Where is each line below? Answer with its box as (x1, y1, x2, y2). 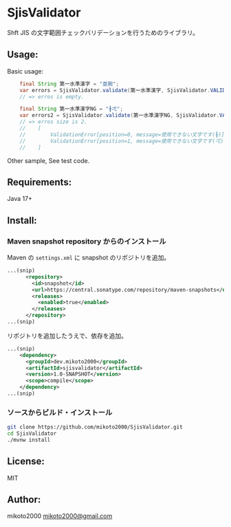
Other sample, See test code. (7, 156, 90, 164)
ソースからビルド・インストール (7, 407, 113, 417)
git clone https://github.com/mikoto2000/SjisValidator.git (7, 424, 184, 431)
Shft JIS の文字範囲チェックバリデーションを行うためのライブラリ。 (7, 28, 199, 36)
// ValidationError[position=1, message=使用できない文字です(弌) (19, 138, 224, 144)
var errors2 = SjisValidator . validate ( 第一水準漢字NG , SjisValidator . (19, 112, 220, 119)
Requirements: (7, 176, 72, 188)
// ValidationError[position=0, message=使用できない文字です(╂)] (19, 131, 225, 138)
